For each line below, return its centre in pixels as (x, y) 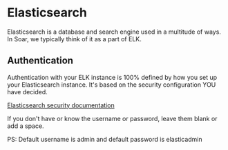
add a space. (26, 126)
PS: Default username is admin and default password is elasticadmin (105, 139)
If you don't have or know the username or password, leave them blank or (112, 118)
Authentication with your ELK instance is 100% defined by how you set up (112, 77)
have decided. (28, 92)
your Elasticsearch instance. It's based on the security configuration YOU (112, 85)
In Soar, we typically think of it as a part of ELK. (74, 39)
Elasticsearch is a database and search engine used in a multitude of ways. (114, 32)
